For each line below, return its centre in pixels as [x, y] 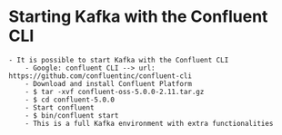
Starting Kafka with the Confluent [138, 17]
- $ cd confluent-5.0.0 [70, 100]
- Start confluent [60, 107]
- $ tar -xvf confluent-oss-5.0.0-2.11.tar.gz [115, 92]
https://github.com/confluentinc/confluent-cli [101, 76]
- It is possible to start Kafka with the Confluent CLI [119, 60]
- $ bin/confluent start [72, 115]
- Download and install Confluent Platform [109, 83]
